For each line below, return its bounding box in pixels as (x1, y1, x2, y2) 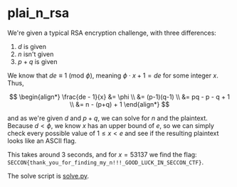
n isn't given (17, 50, 54, 58)
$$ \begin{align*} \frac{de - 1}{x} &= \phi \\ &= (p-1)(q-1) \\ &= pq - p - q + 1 (9, 92, 230, 101)
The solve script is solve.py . (7, 171, 89, 180)
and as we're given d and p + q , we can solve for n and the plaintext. (7, 114, 208, 122)
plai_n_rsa (7, 5, 70, 21)
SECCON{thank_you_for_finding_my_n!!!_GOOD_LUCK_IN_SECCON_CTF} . (7, 158, 204, 166)
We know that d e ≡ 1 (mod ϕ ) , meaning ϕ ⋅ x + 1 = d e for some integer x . (7, 71, 218, 80)
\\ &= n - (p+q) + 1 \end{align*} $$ (70, 100, 169, 108)
